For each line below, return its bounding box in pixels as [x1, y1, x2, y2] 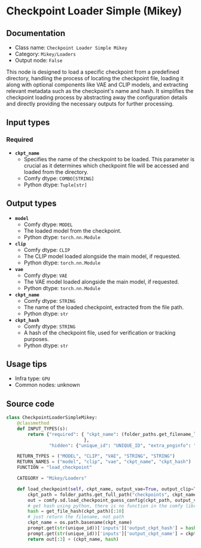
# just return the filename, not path [28, 514, 124, 520]
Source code [6, 399, 55, 409]
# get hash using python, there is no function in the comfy [28, 502, 184, 509]
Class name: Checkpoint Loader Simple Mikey [14, 44, 127, 51]
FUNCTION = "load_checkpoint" [17, 465, 93, 471]
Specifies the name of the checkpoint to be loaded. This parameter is [23, 155, 195, 162]
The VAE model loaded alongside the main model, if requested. [23, 278, 179, 285]
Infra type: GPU [14, 375, 50, 382]
